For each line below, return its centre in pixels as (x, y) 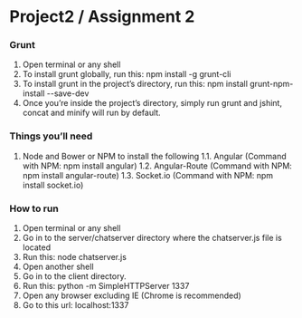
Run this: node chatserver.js (74, 257)
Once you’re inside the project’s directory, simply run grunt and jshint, (152, 103)
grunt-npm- (272, 84)
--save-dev (68, 93)
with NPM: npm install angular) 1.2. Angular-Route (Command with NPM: (157, 166)
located (37, 247)
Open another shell (58, 267)
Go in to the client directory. (74, 276)
